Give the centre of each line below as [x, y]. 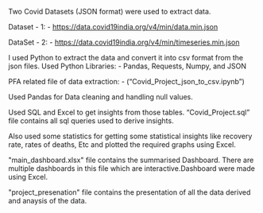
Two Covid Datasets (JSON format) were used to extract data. [110, 12]
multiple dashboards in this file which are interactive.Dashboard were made [132, 168]
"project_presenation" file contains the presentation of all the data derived [130, 192]
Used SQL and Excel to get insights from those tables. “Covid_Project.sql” [129, 112]
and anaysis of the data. [48, 201]
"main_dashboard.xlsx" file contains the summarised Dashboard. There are [131, 160]
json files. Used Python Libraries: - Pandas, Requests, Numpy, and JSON [128, 66]
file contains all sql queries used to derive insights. [91, 121]
